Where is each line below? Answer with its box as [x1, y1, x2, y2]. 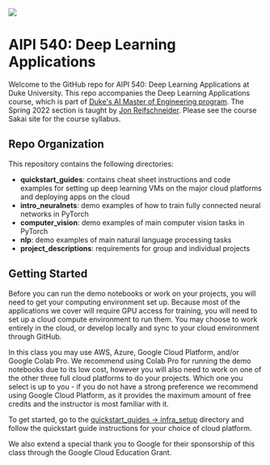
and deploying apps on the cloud [19, 191, 130, 202]
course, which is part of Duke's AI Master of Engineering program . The [8, 96, 244, 106]
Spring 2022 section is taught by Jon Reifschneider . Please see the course [8, 105, 257, 115]
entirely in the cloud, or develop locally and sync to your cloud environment [8, 322, 259, 332]
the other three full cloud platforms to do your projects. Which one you [8, 373, 244, 382]
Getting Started [8, 267, 88, 281]
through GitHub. [8, 331, 62, 341]
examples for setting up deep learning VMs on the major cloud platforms [19, 183, 263, 193]
